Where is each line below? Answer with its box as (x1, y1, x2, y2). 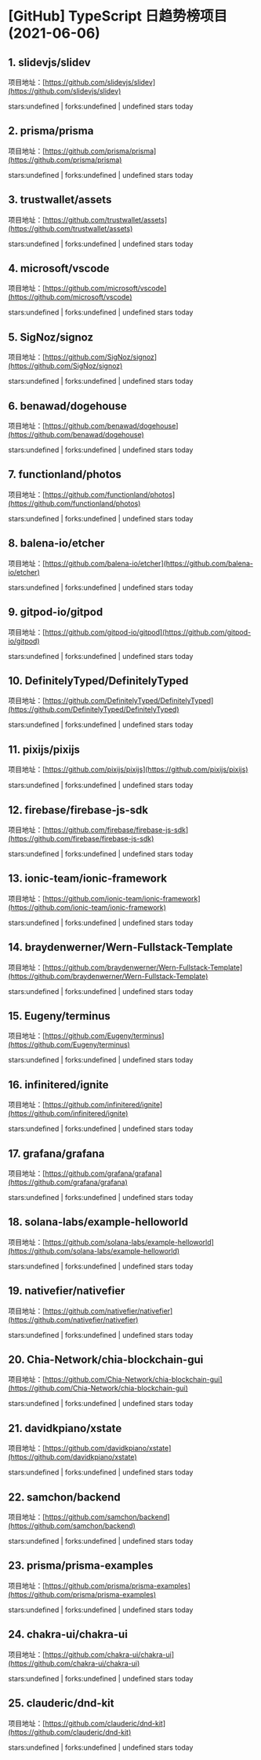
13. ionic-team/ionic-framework (8, 872, 167, 886)
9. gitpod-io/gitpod (8, 606, 103, 619)
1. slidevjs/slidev (8, 56, 92, 69)
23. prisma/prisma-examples (8, 1559, 154, 1573)
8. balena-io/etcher (8, 536, 105, 550)
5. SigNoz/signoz (8, 330, 94, 344)
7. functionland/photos (8, 468, 121, 481)
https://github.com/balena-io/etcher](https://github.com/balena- (45, 558, 253, 568)
